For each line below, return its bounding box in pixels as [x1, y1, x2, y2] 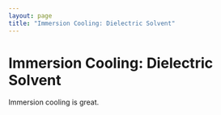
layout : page [8, 11, 53, 20]
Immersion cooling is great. [8, 97, 100, 107]
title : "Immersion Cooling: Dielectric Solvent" [8, 19, 176, 27]
